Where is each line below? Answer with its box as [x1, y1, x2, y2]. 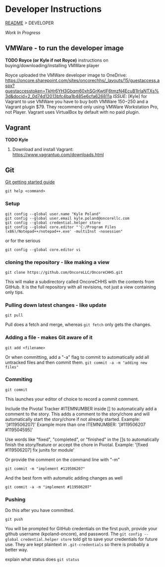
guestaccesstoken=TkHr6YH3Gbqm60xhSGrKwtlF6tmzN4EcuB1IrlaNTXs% [5, 88, 160, 94]
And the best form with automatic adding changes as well [5, 475, 123, 481]
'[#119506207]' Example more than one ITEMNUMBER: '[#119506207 [5, 421, 146, 427]
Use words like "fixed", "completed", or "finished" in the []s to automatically [5, 436, 160, 442]
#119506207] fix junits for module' [5, 447, 75, 453]
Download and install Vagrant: [12, 146, 74, 152]
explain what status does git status [5, 557, 80, 563]
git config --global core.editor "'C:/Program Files [5, 225, 116, 230]
